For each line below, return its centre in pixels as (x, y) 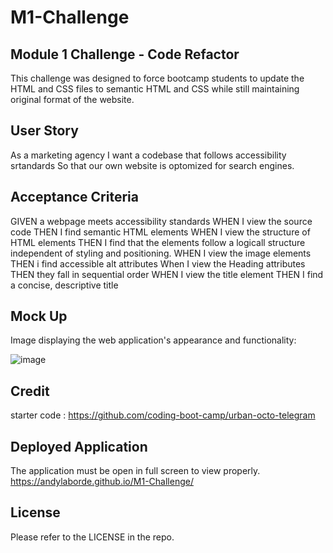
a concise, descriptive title (64, 285)
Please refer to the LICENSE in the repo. (92, 537)
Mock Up (39, 316)
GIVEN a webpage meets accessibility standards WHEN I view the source (161, 221)
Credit (30, 391)
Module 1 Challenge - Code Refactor (125, 54)
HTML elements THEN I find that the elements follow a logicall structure (158, 242)
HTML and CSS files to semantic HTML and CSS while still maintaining (155, 89)
